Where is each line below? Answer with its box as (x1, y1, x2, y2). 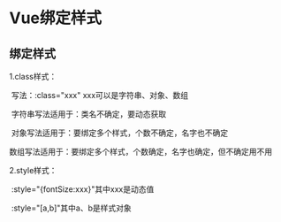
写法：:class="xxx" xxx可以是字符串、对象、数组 (11, 90, 189, 100)
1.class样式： (9, 72, 57, 81)
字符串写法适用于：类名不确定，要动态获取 (11, 109, 166, 119)
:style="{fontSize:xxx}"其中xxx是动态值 (11, 184, 155, 195)
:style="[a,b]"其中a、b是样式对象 (11, 203, 132, 213)
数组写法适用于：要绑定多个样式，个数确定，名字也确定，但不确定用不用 (9, 147, 272, 157)
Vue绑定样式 (9, 8, 103, 28)
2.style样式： (9, 165, 57, 175)
